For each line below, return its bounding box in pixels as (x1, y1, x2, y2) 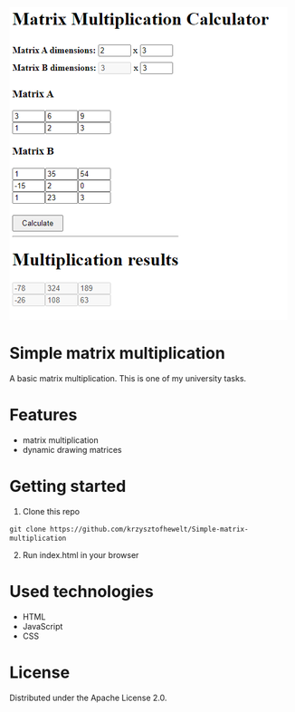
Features (9, 405, 78, 426)
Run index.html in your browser (22, 549, 139, 560)
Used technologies (9, 582, 154, 601)
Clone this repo (22, 505, 80, 516)
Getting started (9, 476, 127, 496)
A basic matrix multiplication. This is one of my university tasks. (9, 372, 247, 383)
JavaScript (22, 621, 63, 631)
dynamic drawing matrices (22, 444, 122, 455)
